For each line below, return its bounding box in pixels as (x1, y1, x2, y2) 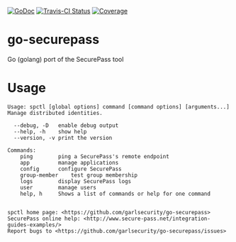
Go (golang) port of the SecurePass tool (7, 55, 124, 63)
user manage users (20, 184, 97, 191)
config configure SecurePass (20, 165, 122, 172)
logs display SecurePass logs (20, 177, 132, 185)
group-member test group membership (20, 171, 138, 179)
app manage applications (20, 159, 119, 166)
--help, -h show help (13, 128, 87, 135)
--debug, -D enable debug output (13, 121, 119, 129)
